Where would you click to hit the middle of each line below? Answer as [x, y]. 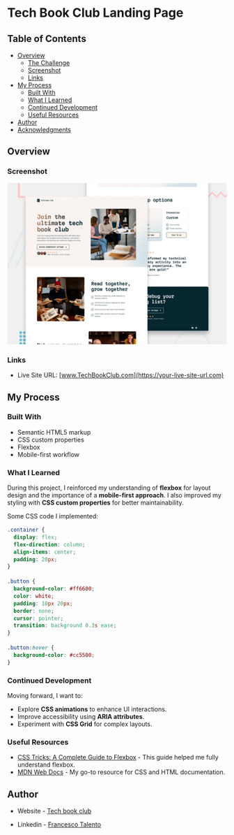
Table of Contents [47, 39]
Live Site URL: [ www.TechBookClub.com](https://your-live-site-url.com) [120, 375]
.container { [26, 530]
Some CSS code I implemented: [53, 516]
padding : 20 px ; [36, 559]
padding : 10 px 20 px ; [43, 603]
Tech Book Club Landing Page [95, 13]
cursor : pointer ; [39, 618]
